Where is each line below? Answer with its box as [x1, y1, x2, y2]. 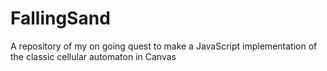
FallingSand [10, 7, 111, 30]
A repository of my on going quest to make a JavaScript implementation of [10, 40, 318, 52]
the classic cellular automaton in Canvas [10, 50, 177, 62]
